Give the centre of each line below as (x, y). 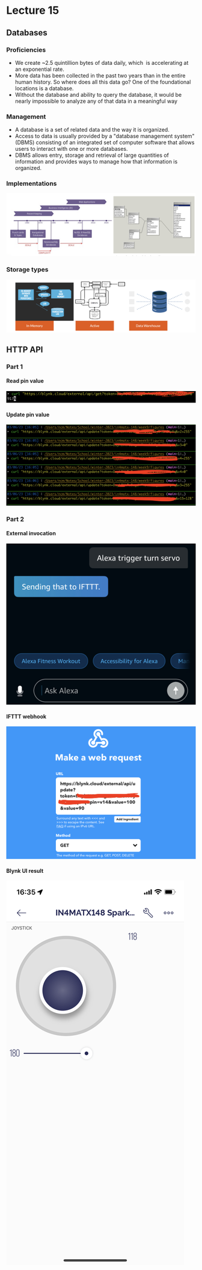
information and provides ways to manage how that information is (96, 162)
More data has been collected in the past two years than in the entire (100, 75)
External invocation (31, 533)
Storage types (27, 269)
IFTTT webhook (26, 716)
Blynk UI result (25, 870)
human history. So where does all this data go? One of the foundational (103, 82)
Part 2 (15, 519)
